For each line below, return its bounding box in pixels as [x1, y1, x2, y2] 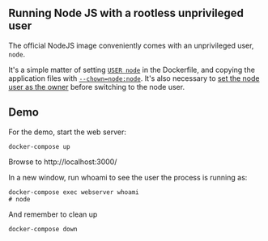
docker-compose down [8, 225, 79, 233]
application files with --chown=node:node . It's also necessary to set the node [8, 73, 260, 83]
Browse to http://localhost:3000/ [8, 157, 117, 167]
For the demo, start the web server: [8, 127, 127, 137]
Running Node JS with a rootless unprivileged [8, 6, 245, 20]
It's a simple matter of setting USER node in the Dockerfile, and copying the [8, 65, 255, 74]
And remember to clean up [8, 209, 98, 219]
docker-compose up [8, 142, 70, 150]
